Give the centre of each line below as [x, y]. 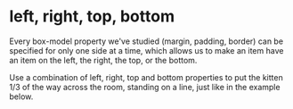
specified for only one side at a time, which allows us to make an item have [146, 50]
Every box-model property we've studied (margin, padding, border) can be [146, 41]
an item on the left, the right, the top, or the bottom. [103, 60]
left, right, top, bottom [92, 17]
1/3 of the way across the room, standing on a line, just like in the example [145, 87]
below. [21, 96]
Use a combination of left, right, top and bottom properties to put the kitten [146, 77]
